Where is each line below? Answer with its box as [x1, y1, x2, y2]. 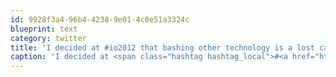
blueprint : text [10, 24, 78, 34]
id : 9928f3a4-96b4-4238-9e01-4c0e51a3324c [10, 14, 190, 25]
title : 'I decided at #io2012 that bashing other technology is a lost [10, 42, 315, 53]
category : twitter [10, 33, 87, 43]
